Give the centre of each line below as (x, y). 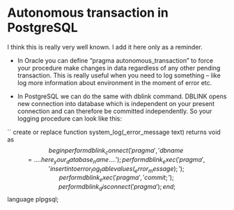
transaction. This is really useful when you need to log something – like (119, 75)
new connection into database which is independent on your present (116, 103)
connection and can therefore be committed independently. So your (115, 111)
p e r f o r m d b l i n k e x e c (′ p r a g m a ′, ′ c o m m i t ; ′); (116, 178)
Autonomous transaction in (88, 13)
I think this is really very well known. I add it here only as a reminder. (105, 47)
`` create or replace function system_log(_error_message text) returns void (114, 132)
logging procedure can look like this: (70, 118)
